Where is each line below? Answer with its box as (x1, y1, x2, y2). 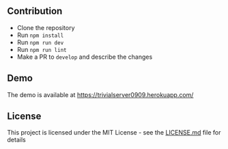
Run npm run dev (16, 38, 64, 46)
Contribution (7, 5, 63, 17)
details (7, 136, 26, 144)
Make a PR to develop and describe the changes (16, 53, 153, 61)
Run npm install (16, 31, 64, 39)
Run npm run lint (16, 45, 67, 53)
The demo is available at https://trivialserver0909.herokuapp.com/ (7, 90, 194, 98)
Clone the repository (16, 23, 75, 31)
